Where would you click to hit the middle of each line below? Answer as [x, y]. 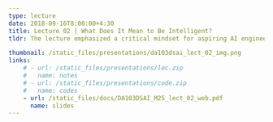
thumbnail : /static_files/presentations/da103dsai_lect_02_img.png [125, 53]
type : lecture [32, 16]
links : [19, 61]
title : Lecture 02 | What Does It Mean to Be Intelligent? [110, 31]
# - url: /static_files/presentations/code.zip [105, 83]
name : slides [52, 106]
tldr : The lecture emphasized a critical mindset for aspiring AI [123, 38]
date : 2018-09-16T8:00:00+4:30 [61, 23]
